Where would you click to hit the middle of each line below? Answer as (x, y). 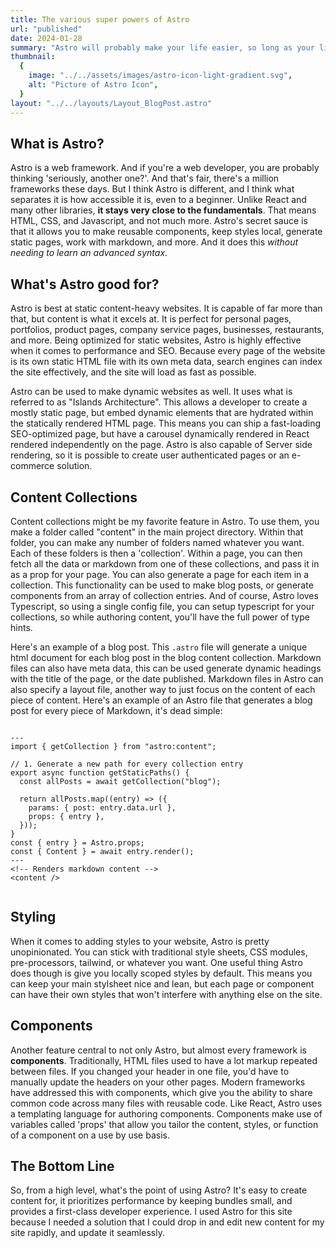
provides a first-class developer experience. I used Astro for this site (151, 1212)
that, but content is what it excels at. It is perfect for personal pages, (151, 319)
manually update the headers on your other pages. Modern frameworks (158, 1082)
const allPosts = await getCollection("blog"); (120, 781)
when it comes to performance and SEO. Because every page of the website (168, 351)
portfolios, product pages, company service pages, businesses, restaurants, (167, 330)
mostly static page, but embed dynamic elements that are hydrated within (162, 413)
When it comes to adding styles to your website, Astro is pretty (140, 941)
